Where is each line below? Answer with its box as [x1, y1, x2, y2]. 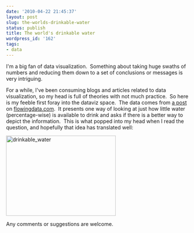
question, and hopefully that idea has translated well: [6, 124, 133, 131]
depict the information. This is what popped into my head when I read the [6, 118, 184, 125]
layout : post [6, 14, 38, 20]
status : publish [6, 25, 46, 31]
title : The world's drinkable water [6, 30, 95, 36]
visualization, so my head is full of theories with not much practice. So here [6, 92, 189, 100]
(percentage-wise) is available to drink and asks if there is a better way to [6, 111, 183, 118]
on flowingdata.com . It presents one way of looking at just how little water [6, 105, 186, 112]
